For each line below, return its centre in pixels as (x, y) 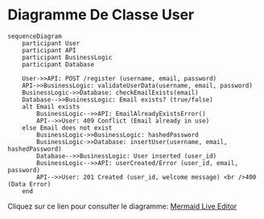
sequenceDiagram (35, 36)
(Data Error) (29, 184)
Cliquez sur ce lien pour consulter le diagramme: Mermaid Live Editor (122, 206)
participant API (49, 50)
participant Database (58, 64)
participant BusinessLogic (67, 57)
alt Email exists (51, 106)
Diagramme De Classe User (101, 15)
